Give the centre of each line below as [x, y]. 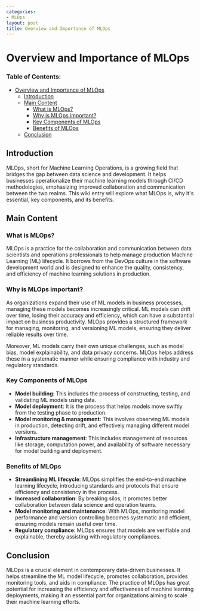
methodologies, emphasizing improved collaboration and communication [96, 187]
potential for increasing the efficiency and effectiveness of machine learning [100, 589]
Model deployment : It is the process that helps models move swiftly [99, 406]
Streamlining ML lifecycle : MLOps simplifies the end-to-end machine [100, 479]
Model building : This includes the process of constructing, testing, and [102, 394]
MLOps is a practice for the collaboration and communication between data [99, 249]
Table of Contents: [34, 77]
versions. [26, 431]
